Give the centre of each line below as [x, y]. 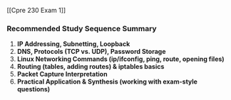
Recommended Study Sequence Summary [82, 28]
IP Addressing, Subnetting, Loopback [73, 44]
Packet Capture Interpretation [62, 74]
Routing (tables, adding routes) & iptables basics [91, 67]
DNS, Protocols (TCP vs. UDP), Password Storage [91, 52]
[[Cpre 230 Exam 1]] [36, 10]
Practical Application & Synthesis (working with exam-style [107, 82]
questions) [34, 89]
